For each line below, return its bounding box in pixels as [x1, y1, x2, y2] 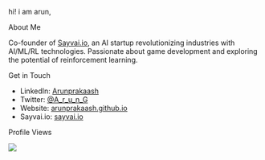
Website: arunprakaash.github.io [19, 104, 128, 113]
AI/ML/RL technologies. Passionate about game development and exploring [8, 47, 259, 55]
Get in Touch [8, 71, 51, 80]
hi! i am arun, [8, 7, 51, 16]
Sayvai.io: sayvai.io [19, 112, 84, 121]
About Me [8, 23, 42, 31]
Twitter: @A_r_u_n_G [19, 95, 88, 104]
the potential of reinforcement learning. [8, 55, 138, 64]
